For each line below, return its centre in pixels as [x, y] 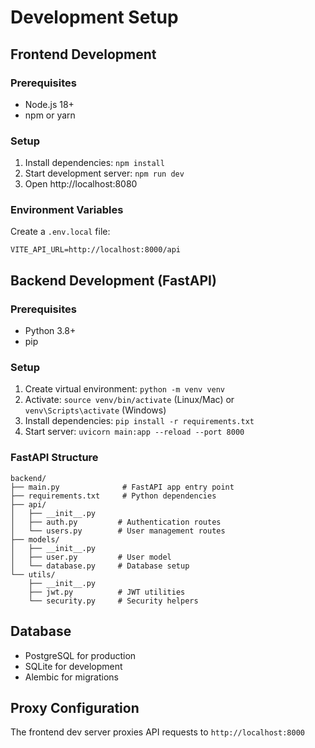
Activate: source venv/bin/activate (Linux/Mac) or [129, 400]
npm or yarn [50, 115]
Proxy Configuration [75, 707]
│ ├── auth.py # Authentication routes [116, 522]
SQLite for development [73, 666]
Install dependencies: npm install [94, 163]
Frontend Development [83, 54]
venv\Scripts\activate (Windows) [95, 410]
